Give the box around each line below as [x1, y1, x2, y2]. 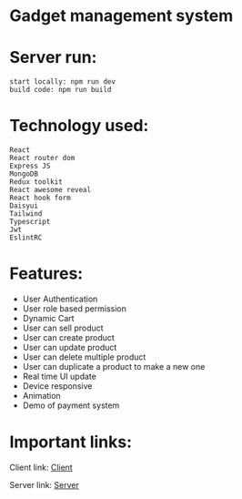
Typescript [9, 218, 51, 227]
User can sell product [22, 322, 104, 333]
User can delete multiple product [22, 351, 146, 362]
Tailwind [9, 209, 43, 219]
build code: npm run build [9, 86, 112, 95]
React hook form [9, 193, 71, 203]
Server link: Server [9, 479, 79, 490]
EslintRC [9, 233, 43, 242]
